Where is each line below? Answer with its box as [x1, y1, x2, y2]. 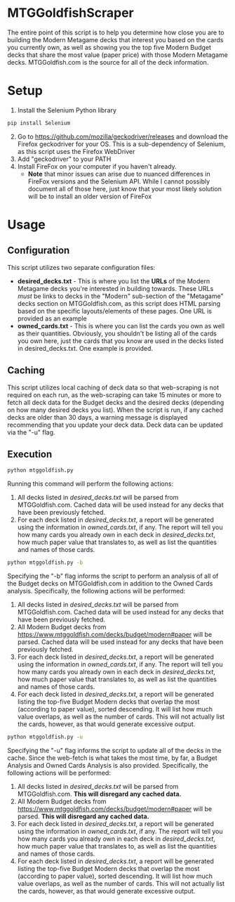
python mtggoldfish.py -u [7, 733, 83, 741]
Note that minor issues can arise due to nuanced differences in [27, 169, 210, 178]
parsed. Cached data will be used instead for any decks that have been [17, 638, 224, 646]
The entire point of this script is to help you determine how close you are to [7, 28, 224, 37]
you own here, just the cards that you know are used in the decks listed [17, 336, 224, 345]
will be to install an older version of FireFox [27, 192, 152, 200]
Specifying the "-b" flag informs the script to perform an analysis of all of [7, 572, 219, 581]
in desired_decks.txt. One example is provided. [17, 344, 153, 352]
